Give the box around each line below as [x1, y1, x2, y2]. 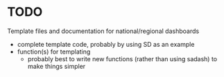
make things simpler [27, 62, 86, 70]
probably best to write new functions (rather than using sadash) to [27, 54, 217, 63]
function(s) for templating [17, 47, 91, 56]
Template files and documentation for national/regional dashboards [7, 27, 200, 35]
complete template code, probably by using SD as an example [17, 40, 195, 48]
